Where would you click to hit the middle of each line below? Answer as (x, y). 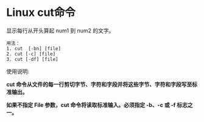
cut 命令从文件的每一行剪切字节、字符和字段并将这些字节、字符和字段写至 (99, 84)
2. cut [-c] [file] (31, 54)
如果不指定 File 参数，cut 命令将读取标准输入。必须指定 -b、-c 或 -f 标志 (97, 105)
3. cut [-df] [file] (33, 59)
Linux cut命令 (41, 13)
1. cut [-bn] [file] (34, 48)
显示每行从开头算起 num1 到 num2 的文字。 (60, 30)
